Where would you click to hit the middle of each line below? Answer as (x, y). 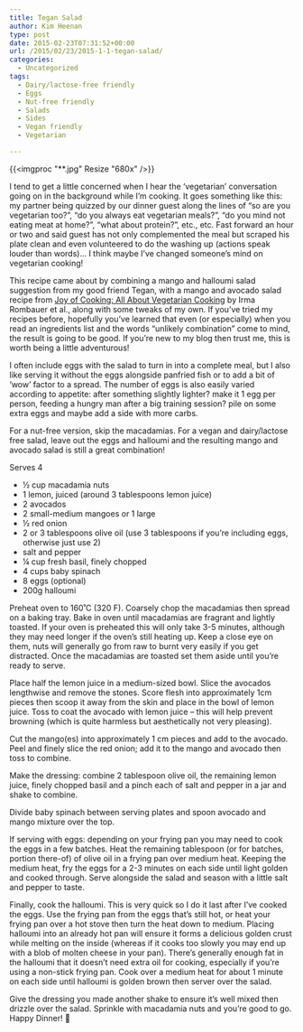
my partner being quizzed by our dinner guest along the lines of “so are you (150, 205)
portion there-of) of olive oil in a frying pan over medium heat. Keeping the (148, 858)
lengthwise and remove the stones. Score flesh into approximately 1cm (141, 693)
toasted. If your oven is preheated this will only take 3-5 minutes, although (147, 627)
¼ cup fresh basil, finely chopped (84, 562)
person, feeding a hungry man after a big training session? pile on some (143, 404)
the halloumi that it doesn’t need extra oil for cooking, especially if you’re (144, 962)
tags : (19, 77)
